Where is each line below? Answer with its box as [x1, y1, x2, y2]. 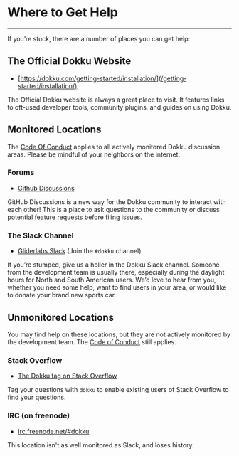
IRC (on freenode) [7, 410, 70, 420]
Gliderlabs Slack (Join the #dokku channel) [17, 247, 142, 255]
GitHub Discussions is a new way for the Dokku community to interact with [7, 197, 226, 206]
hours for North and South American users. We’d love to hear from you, [7, 275, 216, 285]
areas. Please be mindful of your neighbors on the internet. [7, 150, 180, 159]
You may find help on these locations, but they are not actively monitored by [7, 330, 231, 339]
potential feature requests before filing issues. [7, 213, 142, 221]
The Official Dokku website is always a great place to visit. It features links [7, 95, 225, 104]
